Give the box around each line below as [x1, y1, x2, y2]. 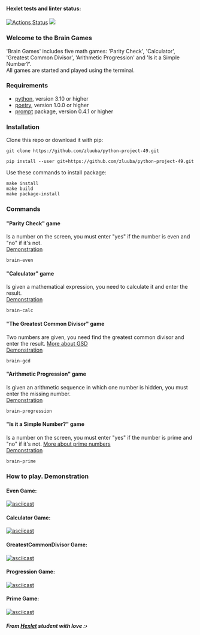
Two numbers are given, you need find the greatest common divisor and [6, 333, 184, 341]
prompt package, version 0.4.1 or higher [14, 108, 114, 115]
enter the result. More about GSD [6, 340, 88, 347]
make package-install [6, 191, 60, 197]
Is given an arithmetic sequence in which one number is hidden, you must [6, 383, 188, 391]
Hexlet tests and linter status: [6, 5, 81, 12]
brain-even [6, 258, 34, 264]
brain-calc [6, 307, 34, 314]
